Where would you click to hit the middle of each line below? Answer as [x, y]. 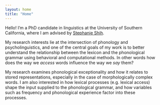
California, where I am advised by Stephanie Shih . [55, 33]
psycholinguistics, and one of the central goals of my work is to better [75, 47]
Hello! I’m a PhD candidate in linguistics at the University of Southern [74, 27]
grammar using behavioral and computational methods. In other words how [80, 57]
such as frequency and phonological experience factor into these [70, 92]
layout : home [18, 9]
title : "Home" [19, 14]
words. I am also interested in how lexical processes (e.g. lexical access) [78, 82]
